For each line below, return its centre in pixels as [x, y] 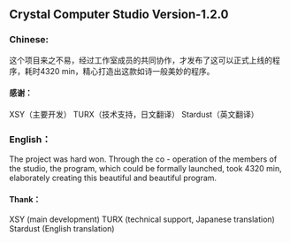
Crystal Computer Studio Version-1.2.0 [119, 15]
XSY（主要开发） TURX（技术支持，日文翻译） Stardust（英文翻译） [134, 114]
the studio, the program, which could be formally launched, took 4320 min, [146, 169]
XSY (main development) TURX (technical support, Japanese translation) [142, 219]
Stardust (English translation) [62, 229]
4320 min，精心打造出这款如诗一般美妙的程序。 [127, 71]
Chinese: [29, 40]
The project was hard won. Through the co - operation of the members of [143, 159]
